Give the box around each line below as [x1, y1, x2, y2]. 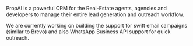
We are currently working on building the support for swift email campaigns [6, 22, 188, 29]
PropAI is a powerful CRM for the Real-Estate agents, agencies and [6, 5, 167, 11]
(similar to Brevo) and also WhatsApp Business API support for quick [6, 28, 171, 35]
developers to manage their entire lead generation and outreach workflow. [6, 11, 185, 18]
